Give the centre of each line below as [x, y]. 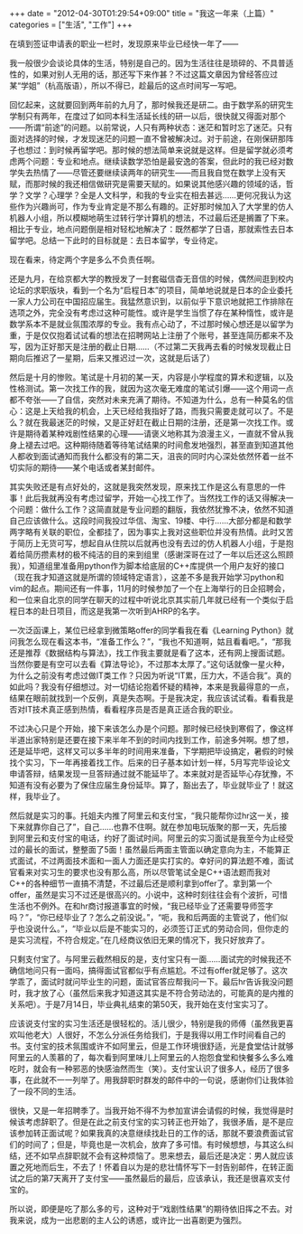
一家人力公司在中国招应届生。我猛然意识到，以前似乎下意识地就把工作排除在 [151, 301]
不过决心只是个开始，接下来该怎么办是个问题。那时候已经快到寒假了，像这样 [151, 729]
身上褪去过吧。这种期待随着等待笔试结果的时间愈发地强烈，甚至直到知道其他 [151, 445]
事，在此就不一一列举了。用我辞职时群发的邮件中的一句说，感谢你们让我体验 [151, 1080]
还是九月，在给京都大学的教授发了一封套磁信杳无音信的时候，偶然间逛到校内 [151, 279]
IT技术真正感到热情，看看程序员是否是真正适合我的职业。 [131, 709]
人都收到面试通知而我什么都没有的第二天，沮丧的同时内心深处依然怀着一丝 [147, 456]
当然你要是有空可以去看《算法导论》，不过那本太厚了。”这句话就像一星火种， [150, 664]
